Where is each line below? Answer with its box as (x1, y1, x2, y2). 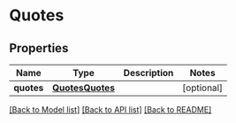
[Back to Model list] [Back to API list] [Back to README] (9, 104, 212, 115)
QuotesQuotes (52, 81, 115, 94)
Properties (9, 41, 69, 56)
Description (123, 67, 174, 79)
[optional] (182, 81, 224, 94)
